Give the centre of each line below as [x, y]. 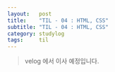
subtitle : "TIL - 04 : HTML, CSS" [58, 27]
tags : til [28, 40]
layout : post [30, 14]
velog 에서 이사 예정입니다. [62, 61]
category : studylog [36, 34]
